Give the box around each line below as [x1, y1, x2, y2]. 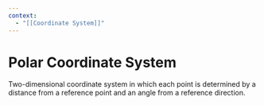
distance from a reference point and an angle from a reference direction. [8, 88, 246, 98]
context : [8, 11, 37, 20]
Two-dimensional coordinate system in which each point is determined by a [8, 80, 256, 89]
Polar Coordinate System [8, 53, 177, 72]
